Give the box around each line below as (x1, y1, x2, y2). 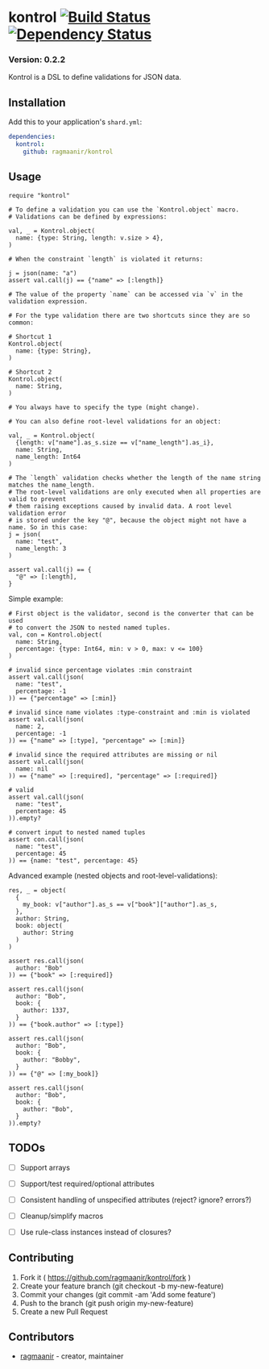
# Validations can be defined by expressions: (8, 212, 168, 221)
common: (8, 319, 35, 327)
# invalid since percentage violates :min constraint (8, 666, 193, 674)
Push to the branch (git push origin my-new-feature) (19, 1298, 194, 1308)
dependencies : (8, 133, 56, 141)
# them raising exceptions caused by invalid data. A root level (8, 502, 232, 510)
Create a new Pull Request (19, 1307, 109, 1317)
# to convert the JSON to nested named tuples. (8, 624, 172, 632)
